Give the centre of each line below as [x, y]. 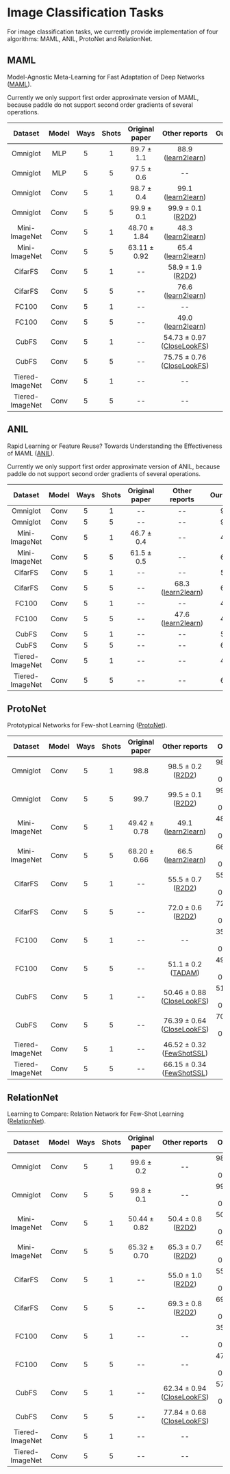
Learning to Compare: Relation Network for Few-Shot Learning [95, 1114]
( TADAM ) [185, 973]
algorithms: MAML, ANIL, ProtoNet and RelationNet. [80, 38]
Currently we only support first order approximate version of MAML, [103, 97]
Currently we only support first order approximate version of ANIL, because [114, 466]
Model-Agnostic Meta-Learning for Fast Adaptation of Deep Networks [106, 77]
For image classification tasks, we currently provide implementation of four [113, 32]
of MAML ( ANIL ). [31, 453]
